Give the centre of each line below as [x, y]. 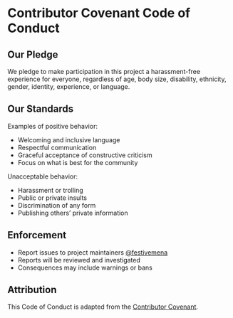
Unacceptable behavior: [43, 176]
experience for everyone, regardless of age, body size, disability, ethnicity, [117, 79]
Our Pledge [33, 54]
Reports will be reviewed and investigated [79, 260]
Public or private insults [52, 198]
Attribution [32, 290]
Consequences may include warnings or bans [85, 267]
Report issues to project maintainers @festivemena [93, 252]
